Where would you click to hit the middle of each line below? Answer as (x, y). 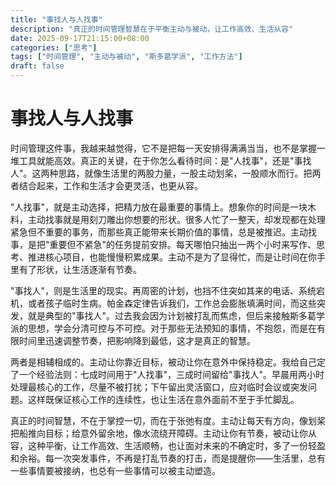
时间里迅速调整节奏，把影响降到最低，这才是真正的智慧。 (137, 340)
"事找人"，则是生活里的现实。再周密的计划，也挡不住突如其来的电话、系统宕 (168, 290)
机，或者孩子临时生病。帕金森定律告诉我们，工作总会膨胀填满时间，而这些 (163, 303)
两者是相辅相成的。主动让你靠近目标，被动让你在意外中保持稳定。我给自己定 (168, 362)
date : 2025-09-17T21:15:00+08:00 (80, 38)
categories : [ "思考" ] (54, 47)
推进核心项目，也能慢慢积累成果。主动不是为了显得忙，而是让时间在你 (172, 257)
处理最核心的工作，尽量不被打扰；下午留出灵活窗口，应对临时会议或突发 (159, 387)
